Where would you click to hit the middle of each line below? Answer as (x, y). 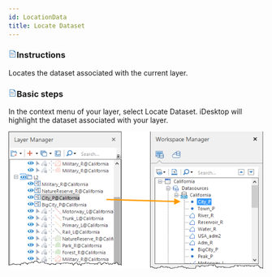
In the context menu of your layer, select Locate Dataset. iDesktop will (125, 112)
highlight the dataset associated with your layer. (89, 120)
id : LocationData (38, 17)
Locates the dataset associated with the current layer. (98, 72)
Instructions (41, 55)
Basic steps (40, 93)
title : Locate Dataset (47, 26)
